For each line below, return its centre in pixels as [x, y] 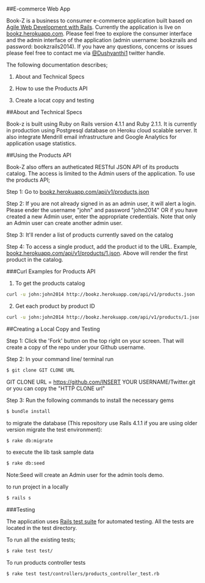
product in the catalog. [35, 259]
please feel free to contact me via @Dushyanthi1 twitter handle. [86, 53]
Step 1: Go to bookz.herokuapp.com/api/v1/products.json [78, 192]
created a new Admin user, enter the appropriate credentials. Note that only [101, 216]
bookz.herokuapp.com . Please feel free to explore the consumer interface [99, 34]
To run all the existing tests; [41, 540]
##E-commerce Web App [38, 9]
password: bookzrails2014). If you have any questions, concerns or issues [100, 46]
